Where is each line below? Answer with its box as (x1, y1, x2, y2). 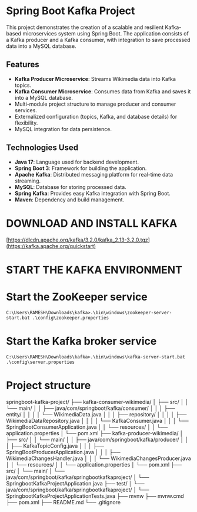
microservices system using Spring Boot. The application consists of (22, 30, 189, 37)
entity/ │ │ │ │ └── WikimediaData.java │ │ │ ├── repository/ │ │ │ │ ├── (6, 410, 187, 418)
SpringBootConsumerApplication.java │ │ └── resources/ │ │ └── (6, 423, 168, 431)
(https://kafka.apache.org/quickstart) (6, 242, 96, 249)
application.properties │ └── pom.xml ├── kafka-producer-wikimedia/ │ (6, 429, 183, 436)
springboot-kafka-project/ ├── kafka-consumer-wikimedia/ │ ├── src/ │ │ (6, 398, 189, 405)
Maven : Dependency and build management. (14, 196, 125, 203)
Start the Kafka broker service (6, 334, 157, 348)
